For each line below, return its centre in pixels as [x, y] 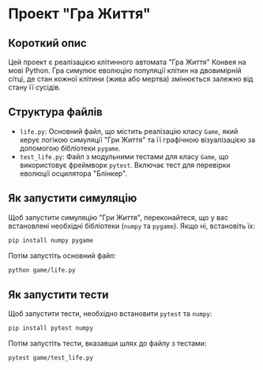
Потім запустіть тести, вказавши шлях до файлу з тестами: [107, 343]
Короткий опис [47, 43]
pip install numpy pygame [51, 240]
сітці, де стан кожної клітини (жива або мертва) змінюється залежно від [131, 79]
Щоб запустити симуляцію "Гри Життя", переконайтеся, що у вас [118, 217]
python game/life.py [42, 270]
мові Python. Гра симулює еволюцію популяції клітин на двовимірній [125, 71]
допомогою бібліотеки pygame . [70, 148]
